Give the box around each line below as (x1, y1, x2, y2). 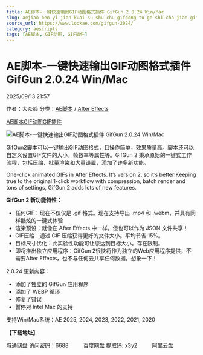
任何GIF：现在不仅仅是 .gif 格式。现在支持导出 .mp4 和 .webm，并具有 (14, 210, 191, 217)
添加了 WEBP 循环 (14, 288, 60, 296)
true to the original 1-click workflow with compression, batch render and (6, 177, 186, 185)
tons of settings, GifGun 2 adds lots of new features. (6, 184, 137, 191)
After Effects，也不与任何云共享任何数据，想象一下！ (25, 255, 158, 262)
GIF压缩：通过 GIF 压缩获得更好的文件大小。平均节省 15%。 (14, 232, 164, 239)
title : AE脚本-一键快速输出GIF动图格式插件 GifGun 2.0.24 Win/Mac (6, 8, 164, 15)
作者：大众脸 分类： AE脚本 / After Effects (6, 105, 109, 113)
